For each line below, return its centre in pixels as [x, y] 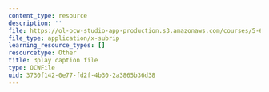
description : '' [35, 23]
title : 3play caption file [53, 61]
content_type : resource [48, 16]
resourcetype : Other [43, 53]
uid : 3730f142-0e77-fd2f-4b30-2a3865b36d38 [82, 75]
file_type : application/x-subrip [64, 38]
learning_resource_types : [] [57, 46]
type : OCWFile [32, 68]
